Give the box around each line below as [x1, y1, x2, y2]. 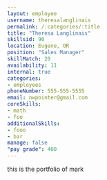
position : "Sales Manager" [7, 49, 85, 56]
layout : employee [7, 10, 57, 17]
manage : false [7, 140, 48, 147]
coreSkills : [7, 101, 41, 108]
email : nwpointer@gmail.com [7, 95, 88, 101]
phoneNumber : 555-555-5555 [7, 88, 85, 95]
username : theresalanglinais [7, 17, 91, 24]
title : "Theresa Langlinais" [7, 29, 91, 37]
